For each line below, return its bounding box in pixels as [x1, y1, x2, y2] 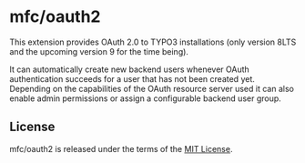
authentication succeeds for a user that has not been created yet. [9, 73, 255, 84]
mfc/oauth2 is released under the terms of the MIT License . [9, 143, 233, 154]
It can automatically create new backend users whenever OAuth [9, 64, 250, 75]
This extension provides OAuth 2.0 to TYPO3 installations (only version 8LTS [9, 36, 297, 47]
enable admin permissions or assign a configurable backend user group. [9, 93, 282, 104]
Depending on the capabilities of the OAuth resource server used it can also [9, 83, 294, 94]
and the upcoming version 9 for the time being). [9, 46, 189, 56]
